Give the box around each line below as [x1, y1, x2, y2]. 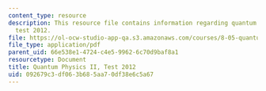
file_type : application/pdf [8, 41, 101, 49]
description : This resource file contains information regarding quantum [8, 19, 257, 27]
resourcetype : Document [8, 56, 87, 64]
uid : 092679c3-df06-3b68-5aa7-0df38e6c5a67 [8, 70, 154, 78]
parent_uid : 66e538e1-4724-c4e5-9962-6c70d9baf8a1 [8, 48, 179, 56]
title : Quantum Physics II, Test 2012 [8, 63, 136, 71]
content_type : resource [8, 11, 87, 20]
